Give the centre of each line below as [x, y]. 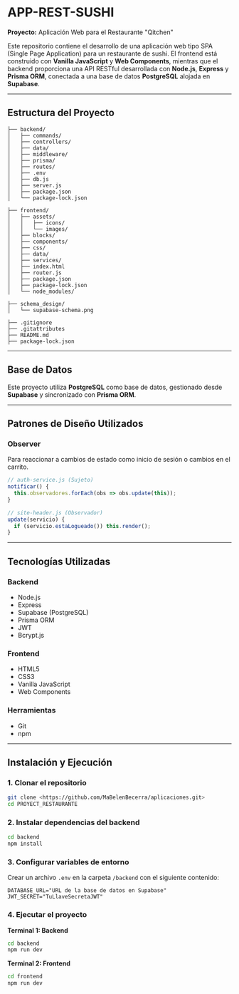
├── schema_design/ [36, 304]
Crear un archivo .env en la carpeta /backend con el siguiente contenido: [113, 878]
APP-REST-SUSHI [61, 12]
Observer [24, 444]
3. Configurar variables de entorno [68, 861]
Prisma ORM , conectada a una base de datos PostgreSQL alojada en [109, 76]
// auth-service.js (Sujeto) [51, 480]
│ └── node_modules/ [41, 291]
